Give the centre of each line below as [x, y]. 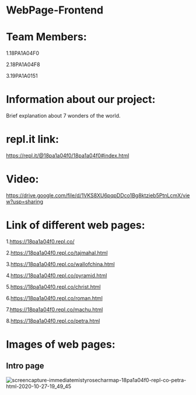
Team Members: [46, 37]
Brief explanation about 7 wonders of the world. [63, 116]
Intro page [25, 366]
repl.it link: [33, 140]
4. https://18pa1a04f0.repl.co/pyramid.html [57, 275]
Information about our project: [81, 99]
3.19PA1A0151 [22, 76]
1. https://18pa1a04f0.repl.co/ [40, 241]
